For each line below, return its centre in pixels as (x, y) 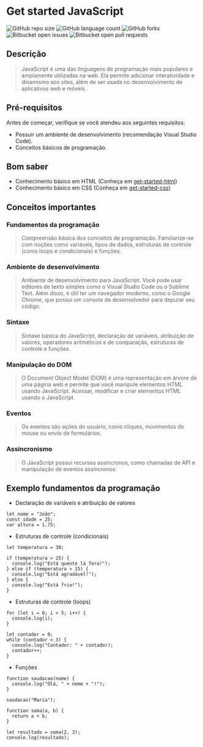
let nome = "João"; (31, 514)
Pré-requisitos (35, 108)
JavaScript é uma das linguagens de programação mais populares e (107, 69)
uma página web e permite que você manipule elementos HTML (102, 384)
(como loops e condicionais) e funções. (71, 251)
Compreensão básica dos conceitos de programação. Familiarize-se (107, 238)
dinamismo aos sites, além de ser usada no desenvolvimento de (102, 82)
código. (31, 306)
